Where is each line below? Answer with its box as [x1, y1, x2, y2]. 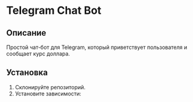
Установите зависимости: [14, 90, 81, 97]
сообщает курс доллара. [6, 50, 71, 57]
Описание [6, 28, 46, 38]
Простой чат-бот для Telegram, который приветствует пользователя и [6, 43, 188, 51]
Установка [6, 68, 48, 78]
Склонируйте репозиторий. [14, 83, 86, 91]
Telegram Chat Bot [6, 4, 101, 18]
